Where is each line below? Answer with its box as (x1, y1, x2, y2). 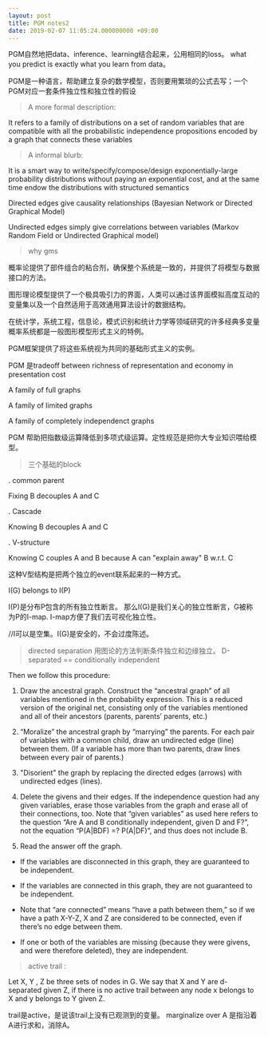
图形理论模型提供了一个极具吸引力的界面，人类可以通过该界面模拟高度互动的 (8, 289, 260, 300)
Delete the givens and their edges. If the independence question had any (19, 792, 260, 802)
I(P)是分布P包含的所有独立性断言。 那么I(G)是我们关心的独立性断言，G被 (8, 602, 246, 612)
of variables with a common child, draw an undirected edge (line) (19, 736, 235, 745)
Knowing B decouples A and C (8, 522, 108, 532)
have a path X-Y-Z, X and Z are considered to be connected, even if (19, 913, 242, 923)
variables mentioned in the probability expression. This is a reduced (19, 695, 243, 704)
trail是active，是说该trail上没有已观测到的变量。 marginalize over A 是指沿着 (8, 1011, 258, 1020)
